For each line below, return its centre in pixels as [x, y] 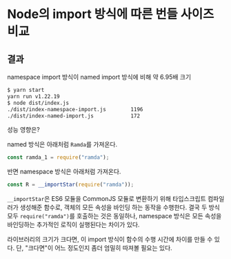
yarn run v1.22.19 [33, 96]
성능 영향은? [23, 130]
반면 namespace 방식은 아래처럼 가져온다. [64, 172]
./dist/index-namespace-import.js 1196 [75, 109]
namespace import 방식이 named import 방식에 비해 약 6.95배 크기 [99, 77]
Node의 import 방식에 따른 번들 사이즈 [111, 14]
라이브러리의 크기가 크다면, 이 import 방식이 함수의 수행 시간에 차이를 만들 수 [110, 240]
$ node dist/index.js [38, 103]
